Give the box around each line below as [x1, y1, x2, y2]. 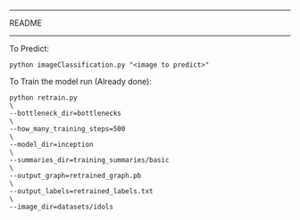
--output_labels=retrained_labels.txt [9, 187, 154, 196]
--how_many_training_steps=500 [9, 125, 126, 134]
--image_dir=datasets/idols [9, 202, 114, 211]
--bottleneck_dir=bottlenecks [9, 109, 122, 118]
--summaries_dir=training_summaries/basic [9, 156, 170, 165]
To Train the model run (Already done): [9, 77, 152, 86]
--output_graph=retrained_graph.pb [9, 171, 142, 180]
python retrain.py [9, 94, 78, 102]
